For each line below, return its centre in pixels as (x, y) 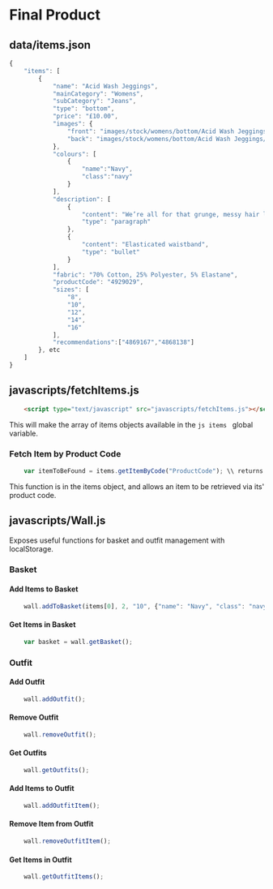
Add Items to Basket (44, 589)
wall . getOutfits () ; (57, 770)
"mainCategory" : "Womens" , (98, 94)
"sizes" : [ (71, 290)
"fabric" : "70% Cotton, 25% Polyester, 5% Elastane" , (145, 275)
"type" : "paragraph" (116, 222)
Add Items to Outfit (42, 788)
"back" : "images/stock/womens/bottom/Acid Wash (149, 139)
